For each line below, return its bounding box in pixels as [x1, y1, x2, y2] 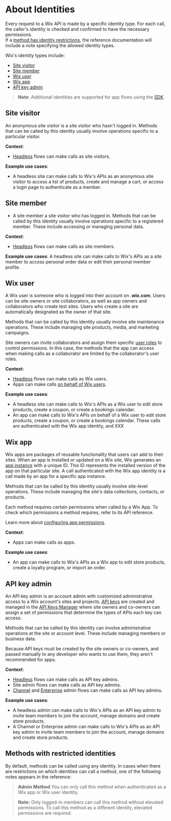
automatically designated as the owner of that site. [5, 309, 112, 315]
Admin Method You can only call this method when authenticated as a [17, 784, 166, 790]
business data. [5, 636, 36, 642]
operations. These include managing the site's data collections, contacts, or [5, 489, 165, 495]
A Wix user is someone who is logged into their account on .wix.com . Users [5, 292, 165, 298]
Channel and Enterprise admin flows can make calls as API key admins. [12, 687, 163, 693]
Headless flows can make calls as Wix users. [12, 376, 108, 382]
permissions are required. [17, 810, 72, 816]
